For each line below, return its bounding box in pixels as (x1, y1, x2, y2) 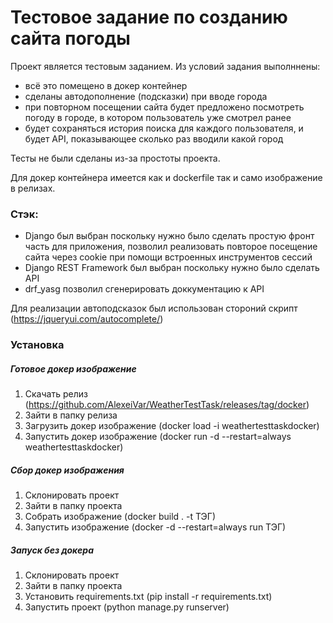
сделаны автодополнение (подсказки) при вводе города (24, 90, 268, 102)
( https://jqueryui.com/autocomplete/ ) (10, 313, 164, 325)
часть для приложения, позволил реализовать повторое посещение (24, 241, 318, 253)
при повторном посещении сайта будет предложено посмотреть (24, 101, 305, 113)
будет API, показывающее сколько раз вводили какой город (24, 132, 284, 145)
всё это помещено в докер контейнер (24, 79, 188, 91)
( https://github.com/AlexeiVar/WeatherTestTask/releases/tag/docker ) (24, 399, 310, 411)
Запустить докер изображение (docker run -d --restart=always (24, 431, 292, 443)
